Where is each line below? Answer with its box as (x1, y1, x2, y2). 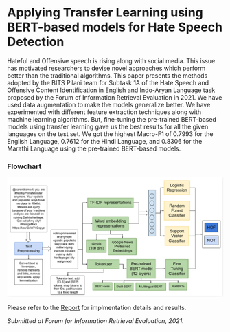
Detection (7, 34, 65, 49)
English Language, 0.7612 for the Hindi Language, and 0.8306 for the (7, 137, 203, 145)
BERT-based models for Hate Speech (7, 19, 223, 35)
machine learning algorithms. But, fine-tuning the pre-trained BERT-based (7, 115, 216, 123)
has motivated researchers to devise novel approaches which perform (7, 64, 206, 72)
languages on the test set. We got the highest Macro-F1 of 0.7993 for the (7, 129, 214, 138)
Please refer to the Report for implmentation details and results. (7, 304, 187, 312)
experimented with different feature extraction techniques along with (7, 108, 202, 116)
